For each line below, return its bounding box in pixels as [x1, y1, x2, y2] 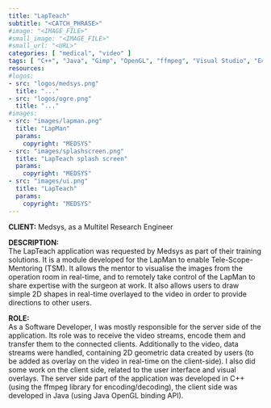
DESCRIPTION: [8, 238, 59, 247]
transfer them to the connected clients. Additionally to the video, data [8, 339, 240, 348]
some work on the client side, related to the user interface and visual [8, 364, 236, 374]
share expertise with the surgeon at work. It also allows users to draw [8, 280, 240, 290]
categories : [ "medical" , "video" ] [8, 49, 131, 57]
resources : [8, 65, 45, 73]
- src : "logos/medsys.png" [8, 79, 99, 87]
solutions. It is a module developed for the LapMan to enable [8, 254, 210, 264]
